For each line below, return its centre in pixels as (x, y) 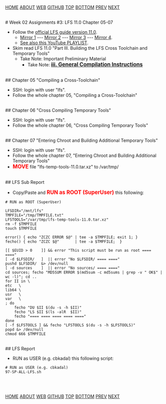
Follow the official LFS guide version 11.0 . (55, 32)
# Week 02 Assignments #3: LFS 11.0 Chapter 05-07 (59, 22)
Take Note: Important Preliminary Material (63, 59)
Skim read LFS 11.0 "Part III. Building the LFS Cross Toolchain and (80, 48)
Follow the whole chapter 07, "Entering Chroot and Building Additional (84, 156)
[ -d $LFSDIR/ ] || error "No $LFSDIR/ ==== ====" (63, 259)
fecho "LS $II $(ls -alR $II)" (48, 312)
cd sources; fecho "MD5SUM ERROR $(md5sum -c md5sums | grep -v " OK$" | (84, 272)
